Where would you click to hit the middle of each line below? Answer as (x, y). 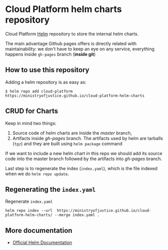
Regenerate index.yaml (29, 201)
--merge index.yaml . (77, 215)
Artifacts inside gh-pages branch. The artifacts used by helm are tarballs (88, 138)
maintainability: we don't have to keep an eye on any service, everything (80, 49)
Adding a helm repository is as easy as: (46, 82)
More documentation (39, 230)
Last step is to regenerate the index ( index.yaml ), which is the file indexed (81, 168)
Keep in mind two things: (31, 123)
